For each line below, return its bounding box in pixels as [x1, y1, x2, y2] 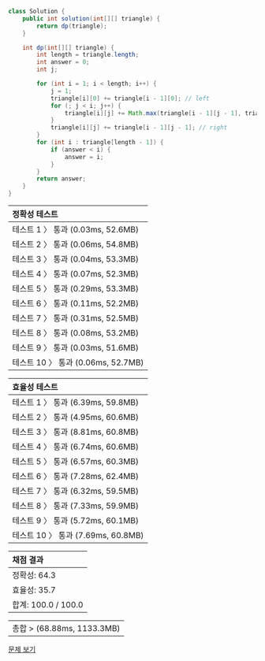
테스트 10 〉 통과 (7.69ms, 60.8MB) [12, 530, 144, 540]
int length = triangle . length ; [36, 51, 140, 59]
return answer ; [36, 175, 87, 183]
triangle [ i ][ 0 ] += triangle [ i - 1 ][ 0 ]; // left [50, 95, 211, 102]
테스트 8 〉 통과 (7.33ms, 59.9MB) [12, 500, 140, 511]
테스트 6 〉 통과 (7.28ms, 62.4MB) [12, 471, 140, 481]
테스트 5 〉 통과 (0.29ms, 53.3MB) [12, 284, 140, 294]
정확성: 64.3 [12, 570, 57, 581]
